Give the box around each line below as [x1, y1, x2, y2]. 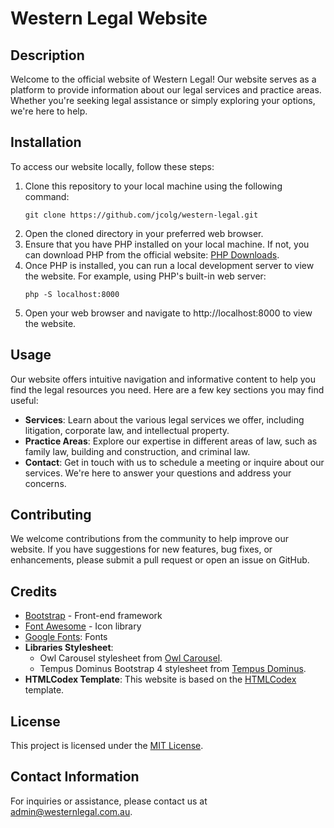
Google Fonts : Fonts [24, 631, 108, 643]
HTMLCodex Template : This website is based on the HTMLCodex [24, 673, 297, 686]
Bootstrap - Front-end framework [24, 610, 163, 622]
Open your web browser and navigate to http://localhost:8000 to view [24, 307, 313, 319]
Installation [10, 134, 82, 151]
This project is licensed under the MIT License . [10, 740, 204, 752]
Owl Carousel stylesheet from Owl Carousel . [39, 652, 223, 664]
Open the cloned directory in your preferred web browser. [24, 227, 264, 239]
